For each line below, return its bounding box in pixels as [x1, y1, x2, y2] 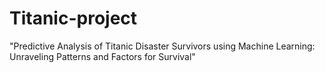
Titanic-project [9, 7, 138, 30]
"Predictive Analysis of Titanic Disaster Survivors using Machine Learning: [9, 40, 316, 52]
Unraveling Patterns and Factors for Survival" [9, 50, 196, 62]
